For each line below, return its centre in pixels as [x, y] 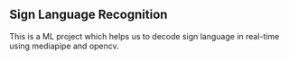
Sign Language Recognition [89, 15]
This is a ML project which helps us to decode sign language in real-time [144, 36]
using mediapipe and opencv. [64, 46]
